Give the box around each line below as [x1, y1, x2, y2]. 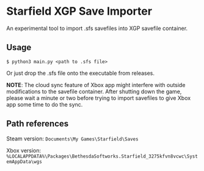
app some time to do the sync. [6, 101, 83, 108]
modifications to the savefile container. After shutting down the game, [6, 88, 182, 95]
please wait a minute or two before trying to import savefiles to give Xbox [6, 94, 191, 102]
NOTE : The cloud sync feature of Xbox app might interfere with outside [6, 81, 186, 88]
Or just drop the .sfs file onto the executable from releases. [6, 69, 155, 77]
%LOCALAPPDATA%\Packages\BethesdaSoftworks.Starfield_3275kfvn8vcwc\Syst [6, 153, 199, 159]
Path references [6, 118, 69, 129]
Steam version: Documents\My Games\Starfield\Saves [6, 135, 139, 142]
